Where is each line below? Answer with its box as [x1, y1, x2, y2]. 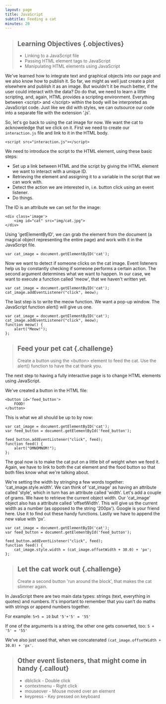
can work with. [12, 179, 43, 185]
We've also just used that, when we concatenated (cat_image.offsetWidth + [5, 636, 161, 643]
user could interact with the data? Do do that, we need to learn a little [5, 89, 146, 95]
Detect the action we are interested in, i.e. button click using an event [12, 184, 154, 190]
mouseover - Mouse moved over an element [24, 688, 115, 694]
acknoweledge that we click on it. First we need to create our [5, 125, 130, 131]
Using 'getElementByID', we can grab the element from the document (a [5, 231, 152, 237]
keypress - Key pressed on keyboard [24, 693, 100, 699]
